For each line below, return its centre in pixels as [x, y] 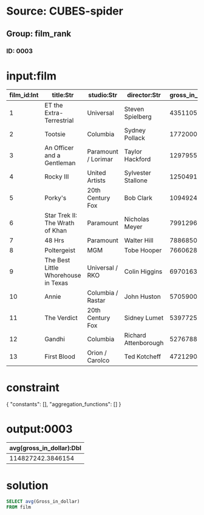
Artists [97, 180]
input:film [31, 76]
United [97, 173]
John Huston [142, 297]
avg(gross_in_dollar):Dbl [46, 448]
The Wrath [59, 223]
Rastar [96, 301]
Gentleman [60, 163]
